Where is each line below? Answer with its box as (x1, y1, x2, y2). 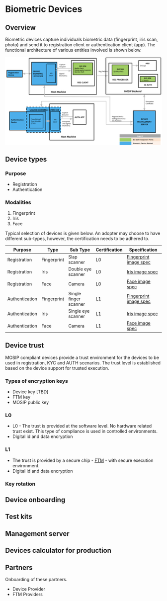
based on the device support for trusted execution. (5, 365, 109, 371)
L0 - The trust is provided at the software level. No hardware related (12, 423, 152, 429)
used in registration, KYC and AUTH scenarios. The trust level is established (5, 359, 161, 366)
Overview (5, 23, 36, 32)
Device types (5, 155, 47, 164)
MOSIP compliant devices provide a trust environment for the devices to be (5, 354, 159, 360)
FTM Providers (12, 591, 43, 597)
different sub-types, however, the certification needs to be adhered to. (5, 236, 150, 242)
